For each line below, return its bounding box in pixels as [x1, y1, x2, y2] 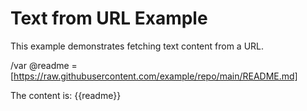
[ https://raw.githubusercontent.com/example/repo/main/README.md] [10, 70, 298, 82]
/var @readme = [10, 59, 78, 71]
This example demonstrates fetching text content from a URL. [10, 40, 265, 52]
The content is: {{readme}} [10, 89, 122, 101]
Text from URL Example [10, 7, 208, 30]
